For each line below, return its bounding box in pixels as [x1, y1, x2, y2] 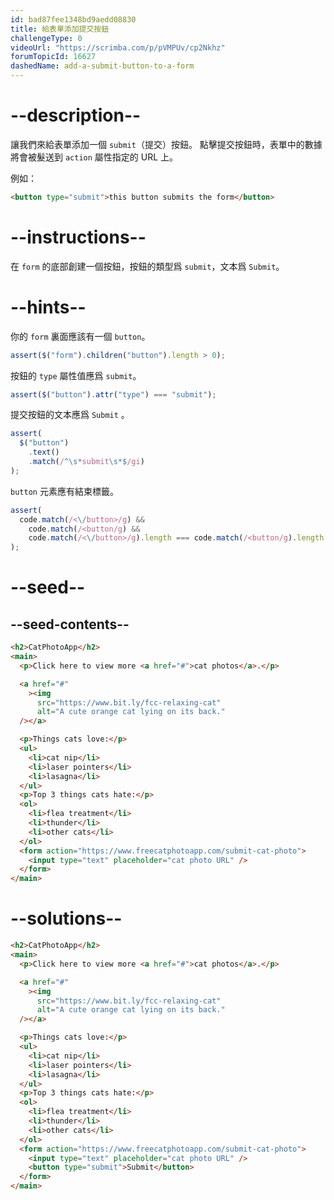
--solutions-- [10, 907, 123, 930]
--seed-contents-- [10, 616, 130, 633]
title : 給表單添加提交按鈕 [10, 24, 110, 34]
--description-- [10, 104, 142, 127]
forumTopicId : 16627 [10, 52, 97, 62]
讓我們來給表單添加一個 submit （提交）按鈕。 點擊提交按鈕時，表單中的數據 [10, 138, 323, 150]
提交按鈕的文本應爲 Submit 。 [10, 409, 130, 421]
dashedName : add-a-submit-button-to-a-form [10, 61, 195, 71]
